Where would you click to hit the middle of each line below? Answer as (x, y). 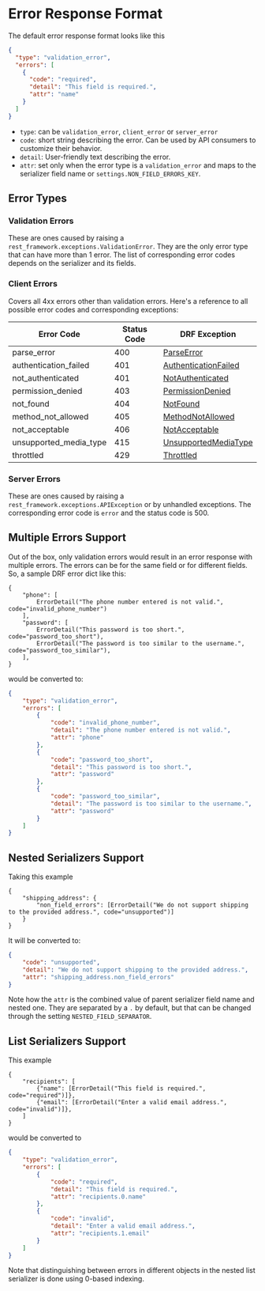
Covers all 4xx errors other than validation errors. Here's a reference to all (128, 301)
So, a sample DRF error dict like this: (67, 574)
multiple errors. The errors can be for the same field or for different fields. (128, 565)
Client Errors (33, 284)
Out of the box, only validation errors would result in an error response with (131, 557)
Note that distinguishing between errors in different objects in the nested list (132, 1270)
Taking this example (41, 877)
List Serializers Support (67, 1041)
